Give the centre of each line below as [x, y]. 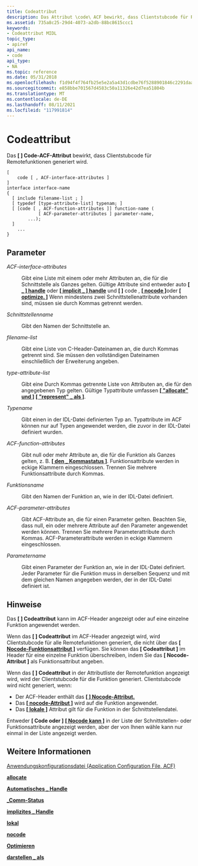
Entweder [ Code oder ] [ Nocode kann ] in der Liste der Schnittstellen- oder [99, 720]
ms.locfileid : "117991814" [40, 110]
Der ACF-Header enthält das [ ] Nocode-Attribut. [75, 696]
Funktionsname [26, 485]
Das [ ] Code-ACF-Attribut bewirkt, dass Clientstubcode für [79, 156]
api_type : [19, 61]
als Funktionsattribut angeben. [67, 661]
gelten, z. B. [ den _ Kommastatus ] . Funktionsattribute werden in [100, 461]
